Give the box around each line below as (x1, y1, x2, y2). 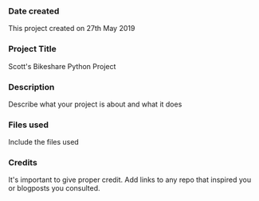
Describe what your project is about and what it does (8, 99, 182, 109)
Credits (8, 157, 37, 168)
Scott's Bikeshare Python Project (8, 61, 116, 71)
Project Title (8, 44, 57, 55)
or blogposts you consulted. (8, 184, 101, 193)
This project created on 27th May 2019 (8, 24, 135, 33)
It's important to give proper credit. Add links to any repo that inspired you (8, 175, 252, 184)
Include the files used (8, 137, 80, 147)
